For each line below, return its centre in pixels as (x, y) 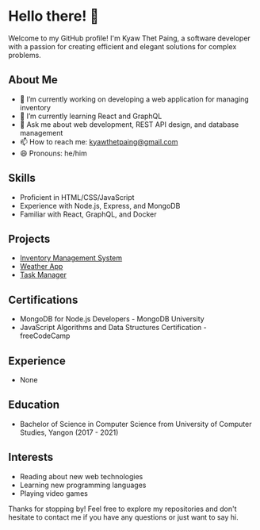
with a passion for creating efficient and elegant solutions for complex (122, 46)
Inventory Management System (71, 258)
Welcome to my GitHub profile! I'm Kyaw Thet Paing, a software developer (130, 38)
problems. (25, 55)
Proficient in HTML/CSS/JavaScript (77, 197)
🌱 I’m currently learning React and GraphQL (91, 116)
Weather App (41, 267)
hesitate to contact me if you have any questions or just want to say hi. (124, 517)
